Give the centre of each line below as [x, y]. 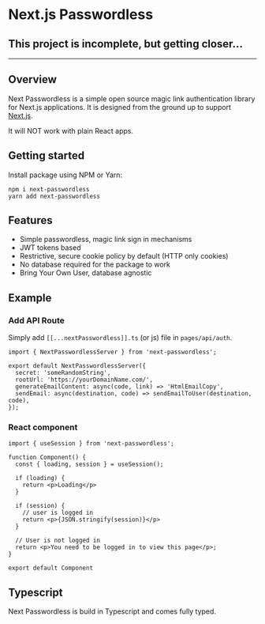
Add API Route [36, 320]
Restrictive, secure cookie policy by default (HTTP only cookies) [124, 256]
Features [30, 220]
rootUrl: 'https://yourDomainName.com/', [84, 380]
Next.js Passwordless [81, 15]
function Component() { [47, 458]
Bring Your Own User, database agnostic [86, 273]
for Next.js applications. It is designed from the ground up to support [119, 107]
